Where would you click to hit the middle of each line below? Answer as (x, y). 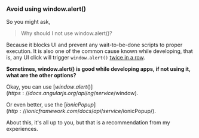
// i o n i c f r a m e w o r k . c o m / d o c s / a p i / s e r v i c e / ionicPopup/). (90, 111)
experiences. (22, 129)
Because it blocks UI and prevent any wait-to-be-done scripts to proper (94, 45)
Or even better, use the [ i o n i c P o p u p (50, 105)
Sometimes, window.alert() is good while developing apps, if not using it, (98, 69)
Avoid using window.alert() (46, 9)
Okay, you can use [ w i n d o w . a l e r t (47, 87)
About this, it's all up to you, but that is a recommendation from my (88, 123)
